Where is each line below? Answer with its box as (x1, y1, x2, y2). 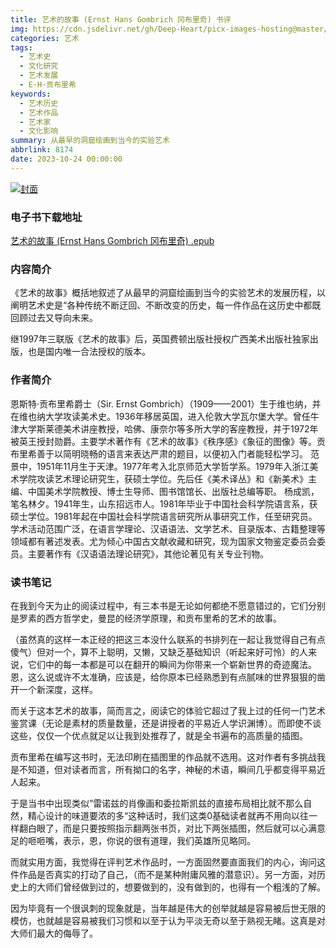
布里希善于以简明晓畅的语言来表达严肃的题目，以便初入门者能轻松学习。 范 (10, 447, 320, 460)
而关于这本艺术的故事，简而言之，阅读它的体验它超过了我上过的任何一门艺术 (10, 704, 326, 716)
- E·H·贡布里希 (19, 80, 77, 90)
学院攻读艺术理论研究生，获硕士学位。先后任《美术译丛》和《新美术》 (18, 472, 308, 485)
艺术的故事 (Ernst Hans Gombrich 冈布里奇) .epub (10, 235, 215, 247)
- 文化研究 (19, 61, 59, 71)
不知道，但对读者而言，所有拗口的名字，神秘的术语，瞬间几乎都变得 (18, 763, 300, 775)
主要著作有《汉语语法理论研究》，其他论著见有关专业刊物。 (27, 547, 269, 560)
